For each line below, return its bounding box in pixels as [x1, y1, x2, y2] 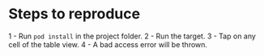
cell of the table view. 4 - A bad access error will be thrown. [8, 39, 208, 49]
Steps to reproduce [8, 5, 140, 23]
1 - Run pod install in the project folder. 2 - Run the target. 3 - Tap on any [8, 31, 257, 41]
